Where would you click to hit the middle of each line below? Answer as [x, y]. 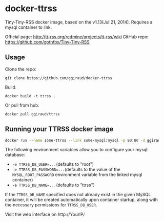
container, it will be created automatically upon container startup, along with [82, 200]
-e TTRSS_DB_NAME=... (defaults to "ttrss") [53, 185]
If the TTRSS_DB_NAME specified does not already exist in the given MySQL [78, 195]
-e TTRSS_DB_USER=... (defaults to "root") [53, 164]
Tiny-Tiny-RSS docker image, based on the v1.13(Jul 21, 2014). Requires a [79, 22]
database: [15, 155]
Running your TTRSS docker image [59, 129]
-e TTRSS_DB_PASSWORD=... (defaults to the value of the [66, 170]
